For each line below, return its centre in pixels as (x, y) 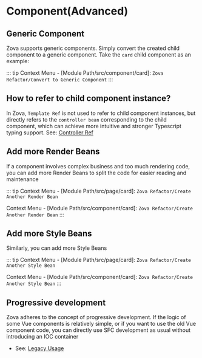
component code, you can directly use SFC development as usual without (99, 330)
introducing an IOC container (42, 337)
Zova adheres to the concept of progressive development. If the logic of (96, 317)
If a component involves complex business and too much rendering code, (98, 166)
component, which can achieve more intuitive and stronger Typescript (94, 126)
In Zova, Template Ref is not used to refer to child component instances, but (101, 113)
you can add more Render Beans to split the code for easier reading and (96, 173)
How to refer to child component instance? (89, 98)
